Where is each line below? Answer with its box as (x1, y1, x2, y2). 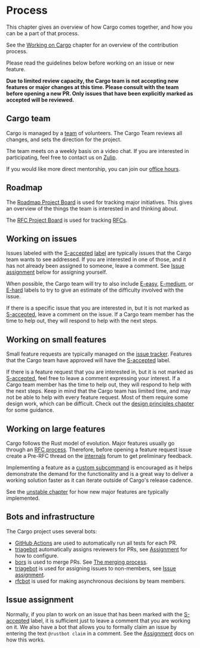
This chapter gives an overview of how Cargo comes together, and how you (6, 23, 193, 30)
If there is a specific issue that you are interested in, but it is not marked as (6, 304, 190, 311)
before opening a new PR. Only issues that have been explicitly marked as (6, 90, 193, 97)
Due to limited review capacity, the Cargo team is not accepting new (6, 77, 179, 84)
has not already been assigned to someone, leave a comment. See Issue (6, 262, 184, 270)
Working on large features (6, 424, 106, 434)
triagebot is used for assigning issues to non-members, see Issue (14, 564, 176, 571)
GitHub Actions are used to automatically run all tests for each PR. (14, 539, 177, 546)
